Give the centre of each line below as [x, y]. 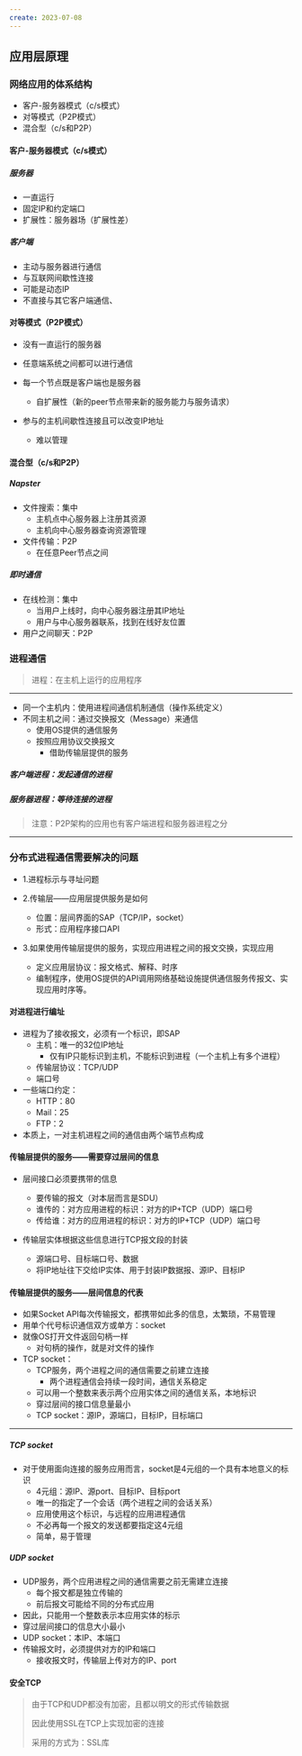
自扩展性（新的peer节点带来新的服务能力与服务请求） [135, 402]
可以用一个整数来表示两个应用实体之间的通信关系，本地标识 [146, 1393]
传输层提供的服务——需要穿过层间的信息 [84, 1157]
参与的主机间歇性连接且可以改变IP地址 [93, 421]
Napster [25, 484]
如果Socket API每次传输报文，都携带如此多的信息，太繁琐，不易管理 [149, 1314]
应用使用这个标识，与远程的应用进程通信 [111, 1514]
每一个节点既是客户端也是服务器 [81, 383]
